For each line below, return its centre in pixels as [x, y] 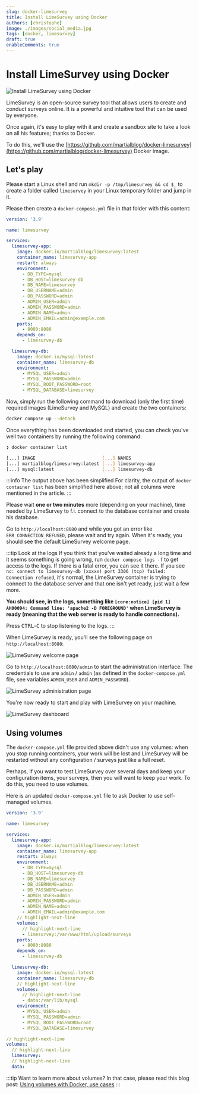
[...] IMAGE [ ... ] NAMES [69, 458]
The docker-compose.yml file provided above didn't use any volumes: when [97, 747]
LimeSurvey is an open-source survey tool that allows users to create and [97, 103]
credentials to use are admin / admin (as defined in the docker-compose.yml [96, 673]
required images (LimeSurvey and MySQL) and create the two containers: [96, 408]
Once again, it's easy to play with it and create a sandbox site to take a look [98, 126]
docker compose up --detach [41, 419]
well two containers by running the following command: [74, 436]
